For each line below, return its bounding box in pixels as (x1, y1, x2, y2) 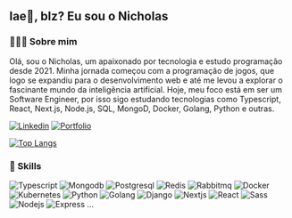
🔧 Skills (9, 159, 42, 172)
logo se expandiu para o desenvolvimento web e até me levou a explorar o (9, 75, 283, 85)
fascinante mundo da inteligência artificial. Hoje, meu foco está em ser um (9, 84, 283, 94)
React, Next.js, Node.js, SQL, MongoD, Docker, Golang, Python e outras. (9, 103, 275, 114)
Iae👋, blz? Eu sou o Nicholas (9, 9, 169, 24)
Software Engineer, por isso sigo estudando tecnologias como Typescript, (9, 93, 281, 104)
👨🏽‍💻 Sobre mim (9, 36, 78, 48)
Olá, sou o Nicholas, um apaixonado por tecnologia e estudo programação (9, 55, 283, 67)
